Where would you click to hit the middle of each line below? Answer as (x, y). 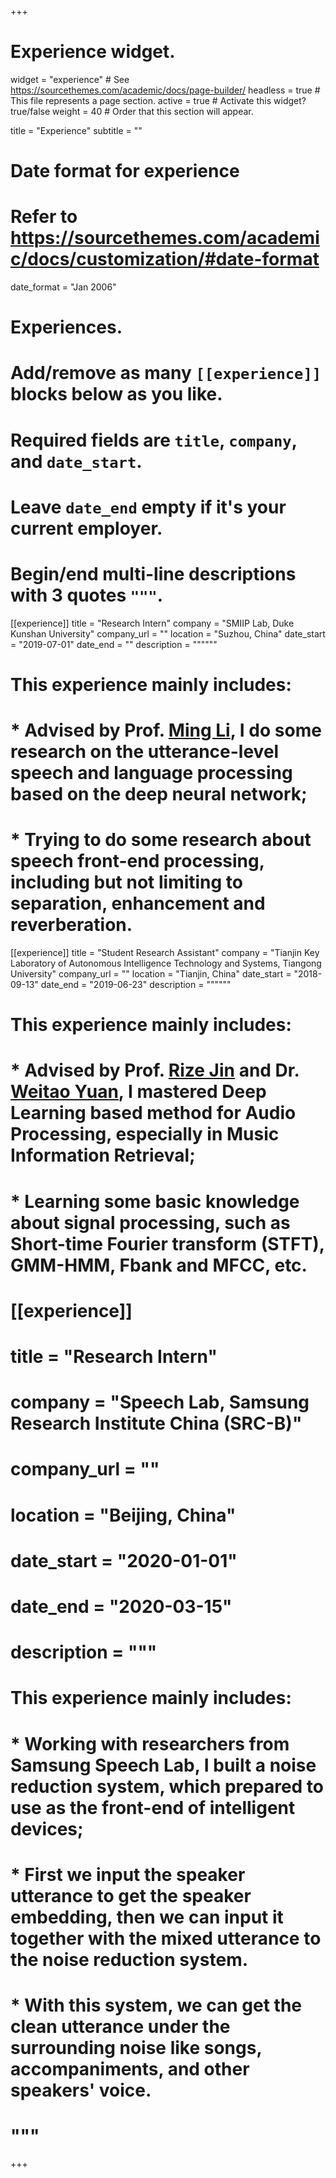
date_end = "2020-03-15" (121, 1606)
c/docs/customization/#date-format (165, 259)
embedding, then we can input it (147, 1917)
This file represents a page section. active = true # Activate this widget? (158, 100)
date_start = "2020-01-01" (124, 1560)
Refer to (44, 217)
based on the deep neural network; (159, 794)
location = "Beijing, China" (123, 1515)
